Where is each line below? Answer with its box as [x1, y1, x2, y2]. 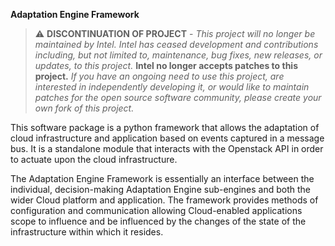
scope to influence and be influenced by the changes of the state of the [10, 215, 307, 227]
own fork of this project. [34, 102, 135, 114]
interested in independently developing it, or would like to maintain [34, 81, 310, 93]
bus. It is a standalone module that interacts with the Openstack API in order [10, 143, 324, 154]
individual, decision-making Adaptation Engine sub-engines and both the [10, 184, 312, 195]
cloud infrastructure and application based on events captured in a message [10, 132, 325, 144]
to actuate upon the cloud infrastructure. [10, 154, 178, 165]
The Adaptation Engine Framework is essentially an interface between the [10, 173, 315, 184]
